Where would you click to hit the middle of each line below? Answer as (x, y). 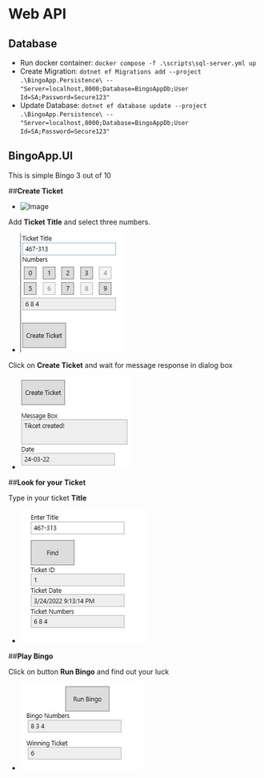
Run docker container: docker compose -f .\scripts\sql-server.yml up (138, 62)
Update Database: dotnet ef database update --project (113, 105)
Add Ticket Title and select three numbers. (79, 222)
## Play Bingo (31, 656)
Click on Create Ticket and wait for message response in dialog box (121, 365)
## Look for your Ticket (47, 482)
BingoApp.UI (41, 156)
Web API (37, 14)
